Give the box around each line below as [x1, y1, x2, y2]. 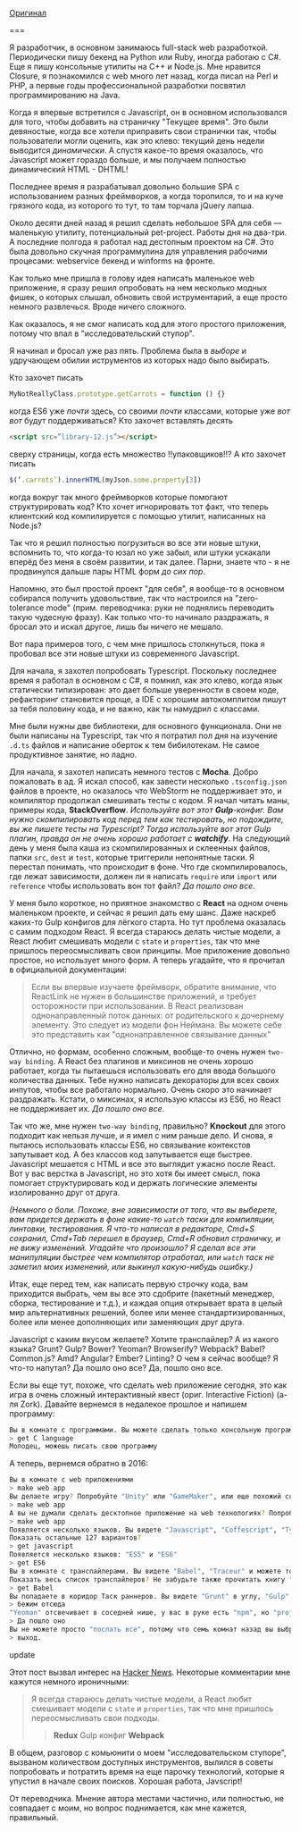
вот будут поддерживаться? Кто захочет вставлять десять [9, 415, 234, 425]
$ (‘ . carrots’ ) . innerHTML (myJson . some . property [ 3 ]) [9, 475, 202, 484]
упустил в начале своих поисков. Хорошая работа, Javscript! [9, 1776, 243, 1786]
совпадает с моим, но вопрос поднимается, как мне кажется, [9, 1802, 247, 1813]
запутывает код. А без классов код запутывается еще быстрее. [9, 1148, 253, 1160]
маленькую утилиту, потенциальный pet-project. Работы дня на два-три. [9, 227, 287, 238]
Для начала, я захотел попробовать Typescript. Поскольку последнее [9, 665, 277, 676]
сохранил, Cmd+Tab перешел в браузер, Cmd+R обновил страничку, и [9, 1232, 281, 1243]
